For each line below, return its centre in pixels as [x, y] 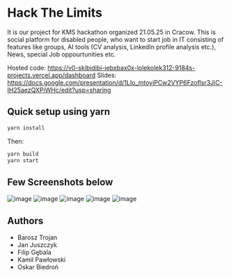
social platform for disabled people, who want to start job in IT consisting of [115, 39]
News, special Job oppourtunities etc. [62, 54]
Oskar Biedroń [38, 267]
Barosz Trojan [37, 237]
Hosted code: [27, 68]
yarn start [23, 160]
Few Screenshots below [60, 182]
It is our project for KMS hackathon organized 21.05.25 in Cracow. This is [112, 32]
